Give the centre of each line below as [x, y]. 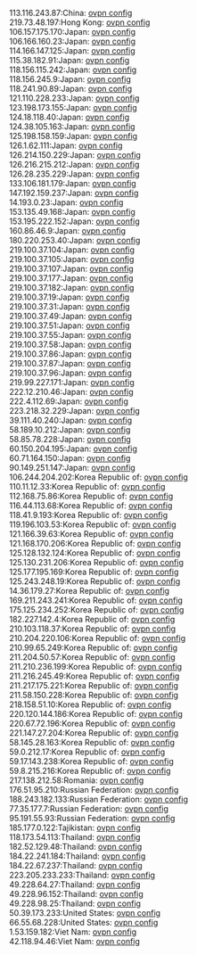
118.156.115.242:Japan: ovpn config [73, 70]
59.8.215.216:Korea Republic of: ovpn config [90, 771]
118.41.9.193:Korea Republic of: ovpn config [89, 515]
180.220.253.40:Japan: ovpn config [75, 240]
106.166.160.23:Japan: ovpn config [73, 41]
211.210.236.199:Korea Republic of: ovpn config [96, 667]
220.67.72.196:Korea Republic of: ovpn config [92, 723]
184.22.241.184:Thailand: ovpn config [78, 856]
